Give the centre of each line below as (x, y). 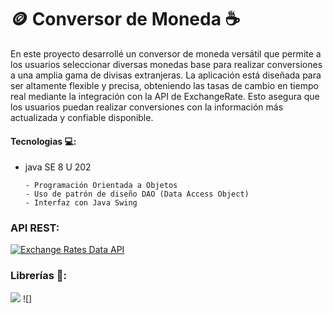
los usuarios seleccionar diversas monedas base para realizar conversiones (166, 64)
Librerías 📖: (38, 276)
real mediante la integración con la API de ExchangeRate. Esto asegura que (165, 96)
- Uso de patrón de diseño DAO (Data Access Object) (137, 194)
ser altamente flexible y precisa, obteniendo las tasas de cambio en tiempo (164, 85)
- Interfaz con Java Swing (81, 203)
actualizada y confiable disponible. (82, 117)
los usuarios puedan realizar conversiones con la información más (147, 107)
